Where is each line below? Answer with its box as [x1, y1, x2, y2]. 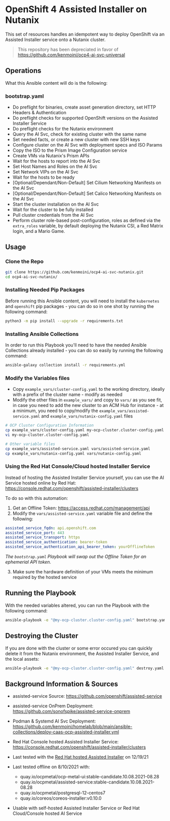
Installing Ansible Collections [5, 330, 79, 337]
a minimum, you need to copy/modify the [12, 407, 99, 414]
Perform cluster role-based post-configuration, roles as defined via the [12, 217, 161, 224]
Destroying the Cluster [5, 632, 78, 640]
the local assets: [5, 656, 39, 662]
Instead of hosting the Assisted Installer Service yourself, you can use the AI [5, 474, 164, 481]
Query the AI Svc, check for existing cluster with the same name [12, 131, 147, 138]
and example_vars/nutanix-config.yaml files [41, 413, 133, 419]
